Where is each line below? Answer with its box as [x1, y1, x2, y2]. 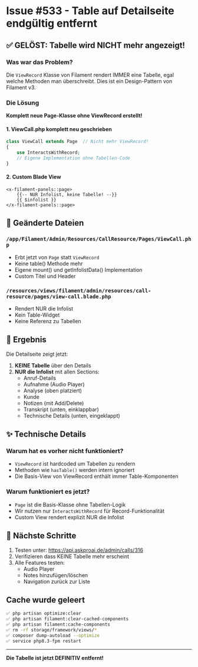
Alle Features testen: [14, 559, 65, 566]
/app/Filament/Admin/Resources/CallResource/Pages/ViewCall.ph [6, 236, 192, 243]
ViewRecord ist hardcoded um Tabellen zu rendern [14, 460, 136, 467]
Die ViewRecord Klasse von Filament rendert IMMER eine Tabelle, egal [6, 71, 174, 78]
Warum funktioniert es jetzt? [6, 487, 90, 496]
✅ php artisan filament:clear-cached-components [6, 616, 129, 622]
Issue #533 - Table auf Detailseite [6, 4, 175, 18]
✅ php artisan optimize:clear [6, 610, 81, 617]
